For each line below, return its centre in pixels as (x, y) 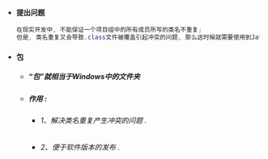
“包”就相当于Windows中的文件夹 (84, 77)
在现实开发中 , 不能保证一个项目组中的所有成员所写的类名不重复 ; (109, 30)
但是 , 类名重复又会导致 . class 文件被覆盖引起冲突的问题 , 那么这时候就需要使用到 (134, 38)
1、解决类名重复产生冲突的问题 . (94, 120)
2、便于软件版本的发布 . (80, 147)
